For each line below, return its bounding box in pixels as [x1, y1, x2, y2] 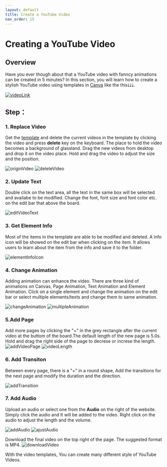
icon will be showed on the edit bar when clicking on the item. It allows [5, 239, 151, 245]
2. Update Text [5, 178, 41, 185]
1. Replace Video [5, 123, 46, 130]
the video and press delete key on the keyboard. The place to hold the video [5, 140, 163, 146]
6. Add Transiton [5, 356, 46, 363]
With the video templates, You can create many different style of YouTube [5, 451, 157, 457]
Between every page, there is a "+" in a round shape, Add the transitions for [5, 367, 161, 373]
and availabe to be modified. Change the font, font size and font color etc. [5, 195, 157, 201]
